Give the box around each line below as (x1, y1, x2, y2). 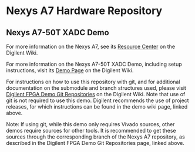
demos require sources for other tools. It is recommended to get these (6, 127, 176, 134)
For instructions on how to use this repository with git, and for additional (6, 78, 180, 85)
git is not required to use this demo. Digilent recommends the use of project (6, 97, 189, 104)
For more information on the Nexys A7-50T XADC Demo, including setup (6, 60, 182, 67)
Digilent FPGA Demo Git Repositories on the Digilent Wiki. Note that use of (6, 91, 186, 97)
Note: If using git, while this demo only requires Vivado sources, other (6, 121, 175, 127)
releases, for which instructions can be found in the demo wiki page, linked (6, 103, 188, 110)
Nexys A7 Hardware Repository (6, 4, 163, 18)
